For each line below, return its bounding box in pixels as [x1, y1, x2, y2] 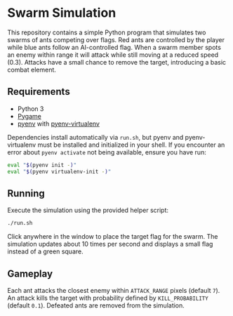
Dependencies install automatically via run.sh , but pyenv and [7, 133, 184, 141]
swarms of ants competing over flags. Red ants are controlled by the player [7, 35, 225, 44]
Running [7, 187, 46, 199]
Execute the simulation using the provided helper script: [7, 206, 169, 215]
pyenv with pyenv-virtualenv [17, 119, 100, 128]
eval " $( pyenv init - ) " [7, 162, 77, 169]
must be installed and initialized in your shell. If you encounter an [37, 140, 225, 149]
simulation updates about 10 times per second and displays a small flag [7, 240, 213, 249]
